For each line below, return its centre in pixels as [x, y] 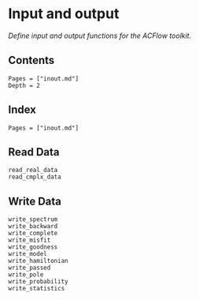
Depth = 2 [24, 85]
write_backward [33, 227]
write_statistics [37, 289]
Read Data [34, 152]
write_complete [33, 234]
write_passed [29, 268]
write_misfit [29, 240]
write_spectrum [33, 219]
